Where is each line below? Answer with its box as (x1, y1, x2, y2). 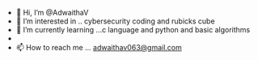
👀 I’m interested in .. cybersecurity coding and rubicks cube (15, 16, 216, 26)
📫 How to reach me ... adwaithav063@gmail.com (15, 43, 182, 52)
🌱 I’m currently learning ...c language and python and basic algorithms (15, 25, 251, 34)
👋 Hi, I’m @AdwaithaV (15, 8, 89, 17)
